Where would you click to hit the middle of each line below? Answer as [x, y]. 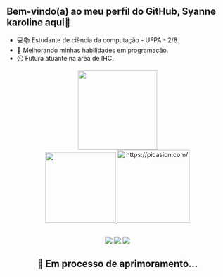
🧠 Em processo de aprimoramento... [117, 264]
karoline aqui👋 [39, 23]
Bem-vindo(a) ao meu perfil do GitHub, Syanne [111, 12]
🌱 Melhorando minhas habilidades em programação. [93, 50]
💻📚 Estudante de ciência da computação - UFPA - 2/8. [98, 40]
